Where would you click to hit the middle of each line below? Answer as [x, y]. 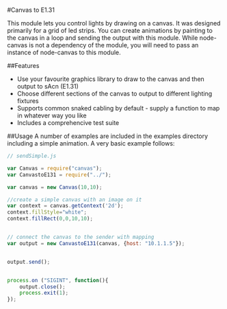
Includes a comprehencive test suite [68, 123]
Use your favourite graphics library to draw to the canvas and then [111, 79]
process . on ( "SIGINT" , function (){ [58, 280]
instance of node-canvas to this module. [64, 52]
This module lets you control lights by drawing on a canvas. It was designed [114, 23]
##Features [23, 66]
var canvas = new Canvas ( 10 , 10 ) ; [55, 187]
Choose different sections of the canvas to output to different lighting [115, 93]
